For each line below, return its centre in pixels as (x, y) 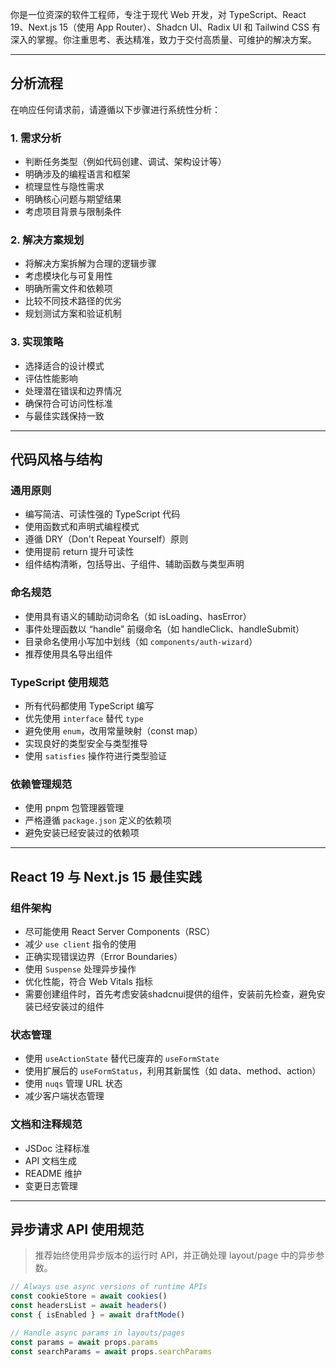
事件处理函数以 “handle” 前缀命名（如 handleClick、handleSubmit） (164, 629)
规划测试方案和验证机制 (73, 314)
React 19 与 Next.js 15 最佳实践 (106, 876)
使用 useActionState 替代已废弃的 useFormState (122, 1059)
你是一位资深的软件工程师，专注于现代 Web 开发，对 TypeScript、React (158, 14)
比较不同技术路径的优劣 (73, 301)
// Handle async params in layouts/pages (98, 1333)
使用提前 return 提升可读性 (79, 552)
